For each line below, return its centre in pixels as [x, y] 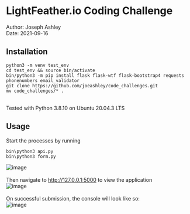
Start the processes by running [43, 140]
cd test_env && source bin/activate [51, 70]
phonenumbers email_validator [43, 80]
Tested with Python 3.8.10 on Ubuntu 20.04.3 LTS [65, 108]
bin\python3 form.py [31, 157]
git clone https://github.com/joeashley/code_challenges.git [82, 86]
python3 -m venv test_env [37, 65]
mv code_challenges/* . [35, 91]
